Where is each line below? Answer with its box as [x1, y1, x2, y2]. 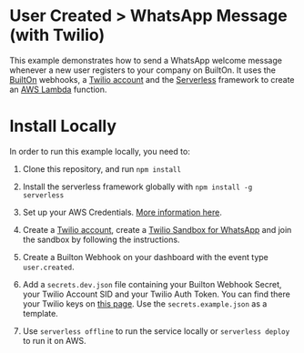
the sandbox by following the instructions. [22, 234, 180, 245]
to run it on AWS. [22, 335, 86, 346]
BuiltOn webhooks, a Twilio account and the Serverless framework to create [9, 74, 295, 85]
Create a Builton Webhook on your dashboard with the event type [22, 251, 269, 262]
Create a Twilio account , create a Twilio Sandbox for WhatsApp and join [22, 224, 292, 235]
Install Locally [9, 116, 117, 136]
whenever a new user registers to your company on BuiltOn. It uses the [9, 65, 276, 76]
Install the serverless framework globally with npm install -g [22, 181, 253, 192]
